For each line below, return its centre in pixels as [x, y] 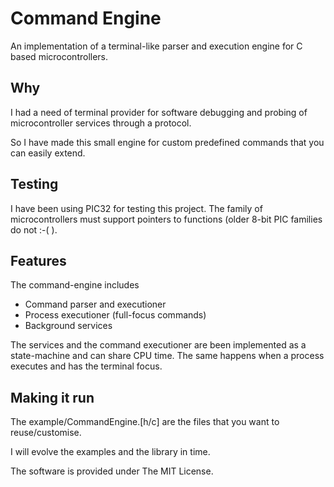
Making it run [52, 397]
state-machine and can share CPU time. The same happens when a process [167, 356]
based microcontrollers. [59, 56]
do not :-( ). [34, 229]
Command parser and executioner [95, 304]
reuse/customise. [46, 433]
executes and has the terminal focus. [86, 366]
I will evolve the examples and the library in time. [110, 452]
